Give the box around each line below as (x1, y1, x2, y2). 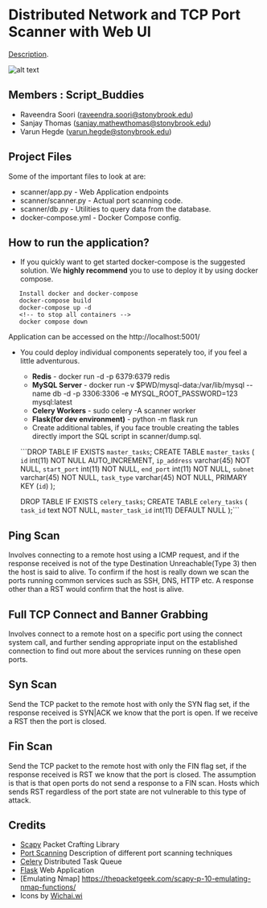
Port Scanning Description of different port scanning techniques (19, 848, 233, 858)
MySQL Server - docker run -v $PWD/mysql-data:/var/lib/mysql (31, 380, 245, 390)
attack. (8, 795, 31, 805)
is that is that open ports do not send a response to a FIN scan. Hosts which (8, 778, 260, 787)
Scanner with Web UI (8, 23, 151, 41)
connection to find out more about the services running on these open (8, 646, 241, 655)
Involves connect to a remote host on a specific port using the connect (8, 629, 243, 639)
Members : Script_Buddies (8, 88, 145, 102)
